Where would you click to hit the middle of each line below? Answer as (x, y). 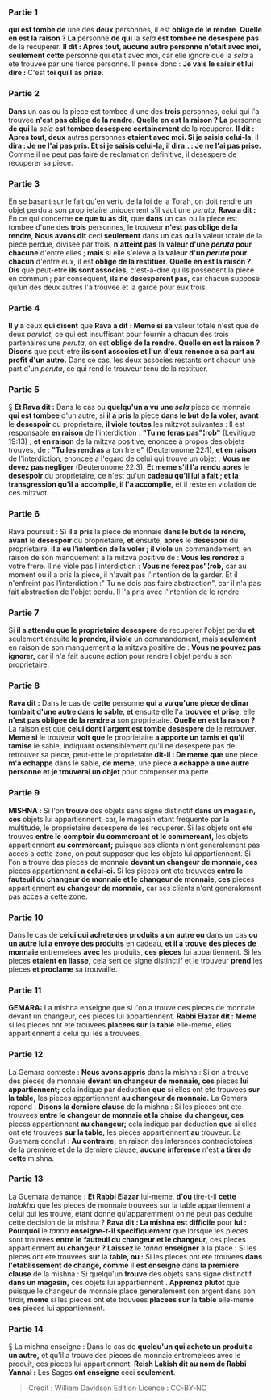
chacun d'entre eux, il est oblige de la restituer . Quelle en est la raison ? (130, 261)
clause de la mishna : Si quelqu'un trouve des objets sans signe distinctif (130, 1273)
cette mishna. (31, 1158)
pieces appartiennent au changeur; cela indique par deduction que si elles (133, 1124)
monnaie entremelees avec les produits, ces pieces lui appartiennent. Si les (135, 951)
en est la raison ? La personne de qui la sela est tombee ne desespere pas (134, 38)
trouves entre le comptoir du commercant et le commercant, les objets (128, 836)
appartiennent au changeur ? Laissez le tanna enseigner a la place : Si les (133, 1248)
